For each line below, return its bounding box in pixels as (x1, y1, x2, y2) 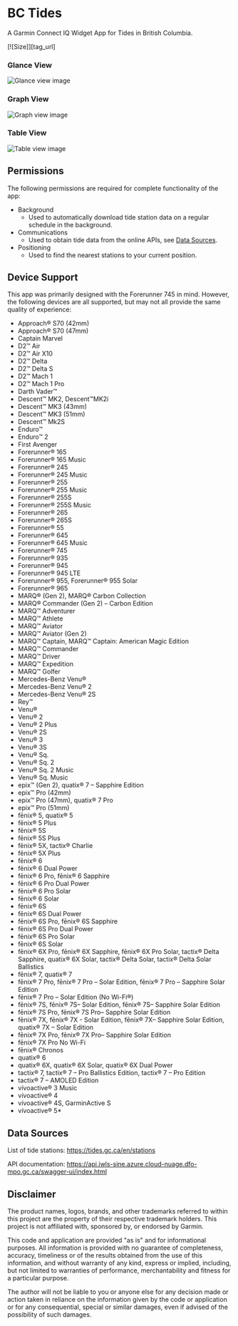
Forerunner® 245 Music (17, 470, 88, 479)
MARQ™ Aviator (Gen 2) (17, 629, 87, 638)
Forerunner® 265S (17, 516, 73, 524)
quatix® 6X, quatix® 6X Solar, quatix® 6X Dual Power (17, 1061, 173, 1069)
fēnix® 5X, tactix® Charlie (17, 841, 93, 850)
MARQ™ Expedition (17, 660, 73, 668)
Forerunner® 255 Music (17, 486, 88, 494)
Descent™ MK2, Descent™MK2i (17, 395, 109, 403)
